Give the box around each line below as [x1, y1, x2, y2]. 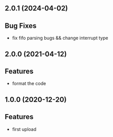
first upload [12, 126, 37, 132]
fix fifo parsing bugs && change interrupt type [12, 35, 108, 41]
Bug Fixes [5, 21, 37, 30]
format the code [12, 80, 46, 87]
